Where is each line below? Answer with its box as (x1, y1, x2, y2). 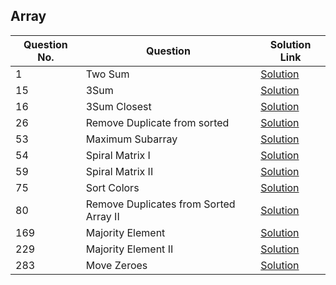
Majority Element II (85, 242, 174, 256)
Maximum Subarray (85, 132, 178, 146)
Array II (85, 209, 120, 223)
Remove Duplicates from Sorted (85, 197, 236, 211)
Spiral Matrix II (85, 164, 154, 178)
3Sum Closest (85, 99, 152, 113)
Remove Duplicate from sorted (85, 115, 230, 129)
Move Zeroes (85, 258, 148, 272)
